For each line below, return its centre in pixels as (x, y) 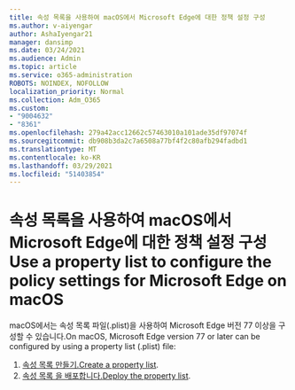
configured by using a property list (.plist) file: (93, 347)
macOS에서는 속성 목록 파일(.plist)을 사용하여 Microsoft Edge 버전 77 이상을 (143, 325)
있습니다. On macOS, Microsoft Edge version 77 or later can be (147, 337)
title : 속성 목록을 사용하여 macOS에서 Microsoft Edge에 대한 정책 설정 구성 (137, 17)
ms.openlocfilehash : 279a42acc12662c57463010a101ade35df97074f (128, 133)
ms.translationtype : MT (53, 149)
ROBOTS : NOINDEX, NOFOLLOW (59, 83)
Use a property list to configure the (140, 262)
